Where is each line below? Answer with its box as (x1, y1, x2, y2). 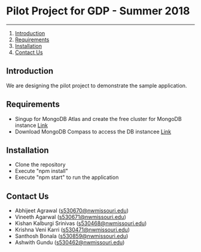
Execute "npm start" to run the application (14, 174, 119, 181)
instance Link (14, 122, 48, 129)
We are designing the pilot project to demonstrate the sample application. (6, 82, 187, 89)
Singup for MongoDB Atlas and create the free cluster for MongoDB (14, 115, 182, 122)
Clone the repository (14, 161, 66, 168)
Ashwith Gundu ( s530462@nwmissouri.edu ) (14, 239, 125, 246)
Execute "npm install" (14, 168, 68, 175)
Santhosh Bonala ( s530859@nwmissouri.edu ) (14, 232, 129, 240)
